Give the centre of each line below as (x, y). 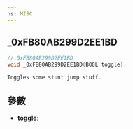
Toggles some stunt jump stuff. (54, 78)
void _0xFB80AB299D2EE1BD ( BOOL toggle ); (67, 65)
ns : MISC (20, 14)
